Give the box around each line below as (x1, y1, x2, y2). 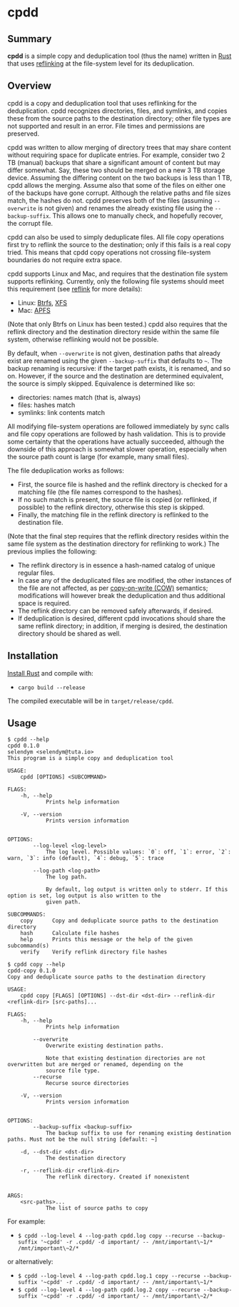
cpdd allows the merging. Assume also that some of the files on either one (7, 181, 226, 189)
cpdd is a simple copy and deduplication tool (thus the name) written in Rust (7, 51, 232, 60)
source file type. (45, 1067, 101, 1075)
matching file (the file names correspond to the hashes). (17, 487, 183, 496)
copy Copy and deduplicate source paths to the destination (20, 917, 219, 925)
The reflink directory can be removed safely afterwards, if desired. (17, 606, 213, 615)
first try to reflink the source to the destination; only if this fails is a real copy (7, 240, 231, 249)
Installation (7, 650, 59, 662)
